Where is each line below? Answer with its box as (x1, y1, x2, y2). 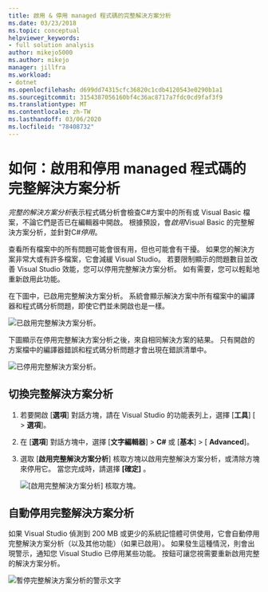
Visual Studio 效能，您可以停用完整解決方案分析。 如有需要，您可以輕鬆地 (17, 264, 260, 273)
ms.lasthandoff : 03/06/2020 (8, 116, 102, 123)
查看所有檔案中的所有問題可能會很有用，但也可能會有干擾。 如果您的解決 (8, 244, 248, 253)
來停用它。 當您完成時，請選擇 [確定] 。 (19, 464, 151, 473)
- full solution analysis (8, 41, 94, 49)
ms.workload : (8, 71, 52, 79)
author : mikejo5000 (8, 49, 73, 57)
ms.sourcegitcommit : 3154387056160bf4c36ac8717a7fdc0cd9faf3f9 (8, 93, 223, 101)
